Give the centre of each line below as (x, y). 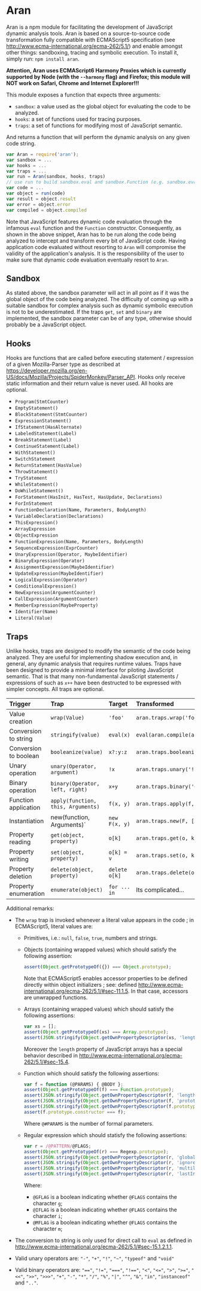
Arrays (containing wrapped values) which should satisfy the (99, 1009)
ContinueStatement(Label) (47, 447)
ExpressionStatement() (43, 421)
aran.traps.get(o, (162, 838)
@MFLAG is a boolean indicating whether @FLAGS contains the (105, 1222)
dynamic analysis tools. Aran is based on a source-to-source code (88, 33)
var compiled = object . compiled (46, 210)
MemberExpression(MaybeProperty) (57, 605)
